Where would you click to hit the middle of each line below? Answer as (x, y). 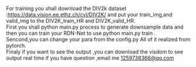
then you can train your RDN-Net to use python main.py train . (81, 33)
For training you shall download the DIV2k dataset (66, 8)
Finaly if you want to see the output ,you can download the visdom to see (95, 52)
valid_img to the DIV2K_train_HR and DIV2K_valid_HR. (71, 21)
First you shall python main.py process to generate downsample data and (95, 27)
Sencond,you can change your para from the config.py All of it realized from (98, 39)
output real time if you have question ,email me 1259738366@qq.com (90, 58)
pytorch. (16, 45)
